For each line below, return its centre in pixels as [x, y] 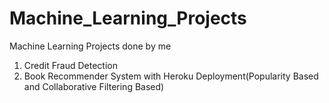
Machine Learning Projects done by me [90, 46]
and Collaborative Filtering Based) [94, 86]
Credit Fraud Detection [70, 65]
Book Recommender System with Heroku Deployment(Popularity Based [171, 76]
